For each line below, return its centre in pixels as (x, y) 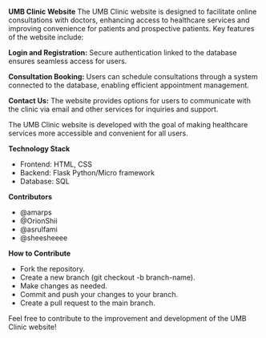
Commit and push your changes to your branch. (99, 294)
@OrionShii (38, 221)
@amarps (36, 212)
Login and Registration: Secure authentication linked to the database (123, 52)
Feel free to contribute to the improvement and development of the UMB (127, 318)
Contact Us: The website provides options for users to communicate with (129, 101)
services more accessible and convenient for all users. (98, 133)
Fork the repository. (52, 269)
